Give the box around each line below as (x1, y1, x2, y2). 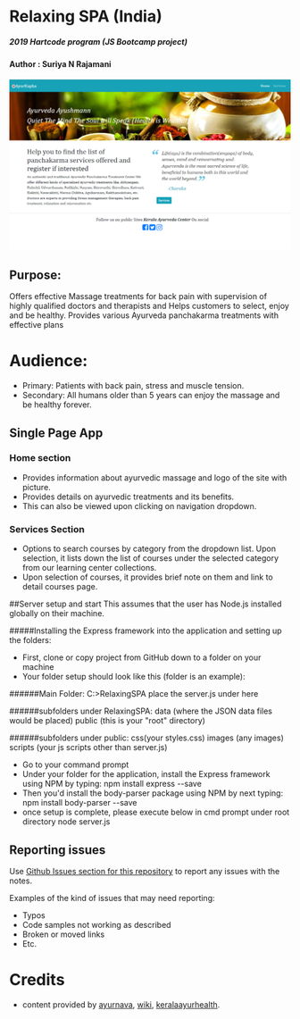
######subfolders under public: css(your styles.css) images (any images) (9, 732, 284, 743)
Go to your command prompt (21, 759, 129, 770)
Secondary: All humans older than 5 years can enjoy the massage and (21, 390, 280, 401)
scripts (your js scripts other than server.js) (9, 742, 168, 753)
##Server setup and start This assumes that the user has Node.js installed (9, 598, 282, 609)
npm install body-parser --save (21, 798, 137, 808)
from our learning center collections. (21, 563, 157, 573)
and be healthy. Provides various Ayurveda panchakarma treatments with (9, 310, 279, 321)
